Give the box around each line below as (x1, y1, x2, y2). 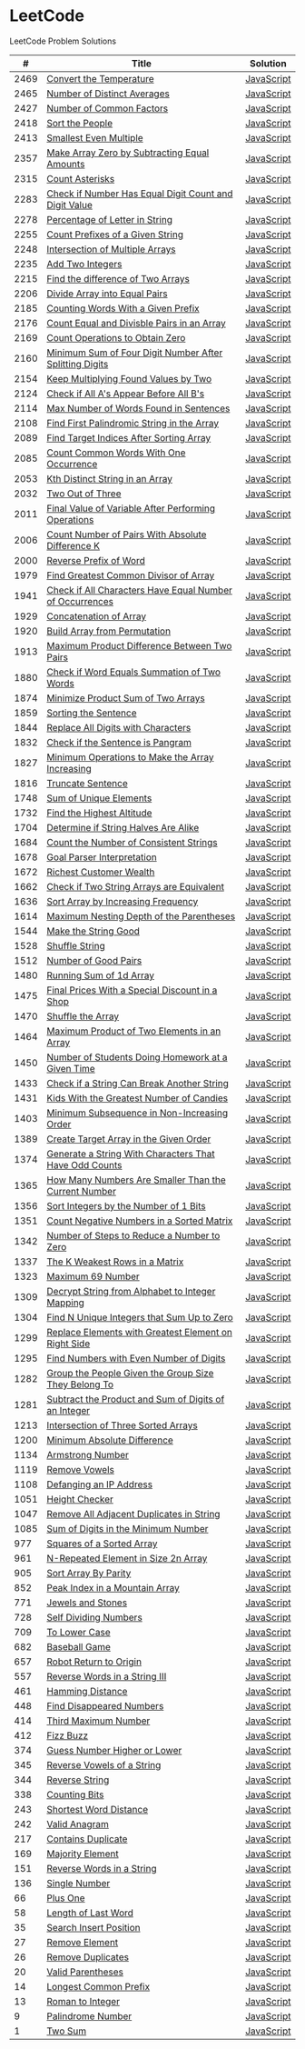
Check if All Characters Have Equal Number (46, 584, 233, 596)
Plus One (46, 1892, 85, 1904)
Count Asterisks (46, 172, 115, 185)
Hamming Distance (46, 1684, 128, 1697)
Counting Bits (46, 1788, 104, 1801)
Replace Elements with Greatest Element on (46, 1325, 233, 1338)
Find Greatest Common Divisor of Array (46, 569, 215, 582)
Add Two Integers (46, 257, 123, 270)
